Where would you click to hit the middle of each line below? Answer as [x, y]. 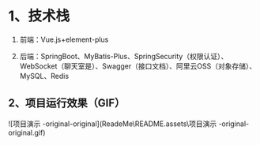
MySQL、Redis [44, 76]
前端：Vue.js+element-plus [64, 39]
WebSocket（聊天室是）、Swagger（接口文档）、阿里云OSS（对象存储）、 [138, 66]
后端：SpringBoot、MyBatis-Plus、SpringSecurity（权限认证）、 [124, 56]
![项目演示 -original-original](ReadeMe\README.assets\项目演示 [113, 124]
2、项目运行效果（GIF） [67, 103]
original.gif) [27, 132]
